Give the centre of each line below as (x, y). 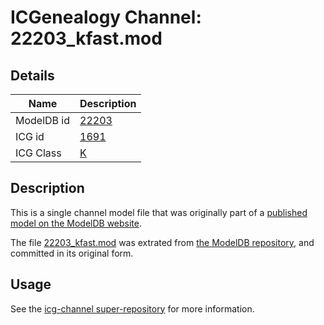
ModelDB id (43, 120)
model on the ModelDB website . (76, 223)
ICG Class (38, 153)
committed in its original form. (72, 253)
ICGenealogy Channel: (106, 17)
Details (32, 75)
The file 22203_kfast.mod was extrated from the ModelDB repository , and (162, 242)
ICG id (30, 136)
